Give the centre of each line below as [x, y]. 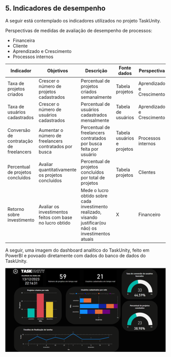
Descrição [96, 70]
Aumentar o [51, 130]
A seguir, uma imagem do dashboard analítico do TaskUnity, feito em [77, 250]
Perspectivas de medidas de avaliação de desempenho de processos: [79, 31]
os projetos [51, 175]
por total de [93, 178]
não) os [89, 228]
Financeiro [149, 215]
